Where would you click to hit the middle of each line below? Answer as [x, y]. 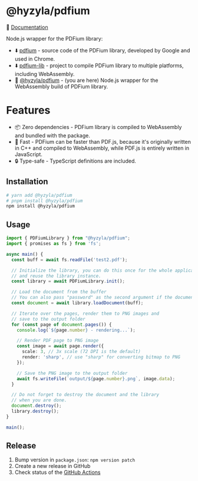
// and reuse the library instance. [56, 276]
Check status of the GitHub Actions [57, 472]
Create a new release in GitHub [52, 466]
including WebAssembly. [44, 74]
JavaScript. [29, 154]
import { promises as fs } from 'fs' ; [54, 243]
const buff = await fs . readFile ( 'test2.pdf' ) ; [70, 260]
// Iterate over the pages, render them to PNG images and [85, 314]
